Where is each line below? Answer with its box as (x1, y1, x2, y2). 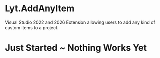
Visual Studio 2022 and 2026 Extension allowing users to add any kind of (5, 19, 155, 25)
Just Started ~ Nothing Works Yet (5, 42, 147, 54)
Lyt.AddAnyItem (5, 3, 75, 14)
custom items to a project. (5, 24, 59, 30)
